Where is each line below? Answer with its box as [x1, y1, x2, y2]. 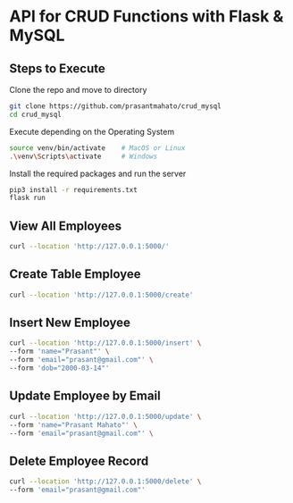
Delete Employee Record [9, 453, 149, 468]
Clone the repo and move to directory [9, 85, 147, 95]
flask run [9, 194, 46, 203]
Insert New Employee [9, 315, 131, 331]
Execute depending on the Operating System [9, 126, 175, 137]
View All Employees [9, 218, 122, 233]
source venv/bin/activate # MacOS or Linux [9, 143, 186, 153]
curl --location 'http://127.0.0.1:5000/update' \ [9, 412, 202, 421]
